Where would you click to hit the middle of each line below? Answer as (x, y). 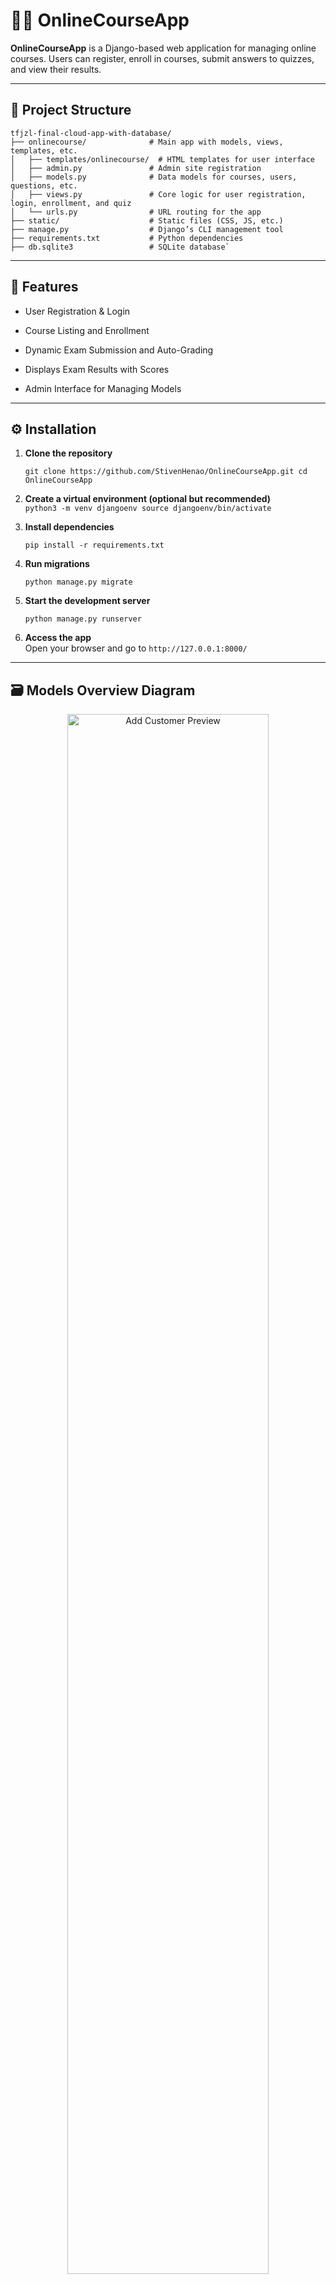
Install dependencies (69, 527)
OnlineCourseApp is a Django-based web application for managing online (163, 48)
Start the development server (87, 601)
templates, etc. (44, 150)
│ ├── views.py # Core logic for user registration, (158, 194)
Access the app (58, 638)
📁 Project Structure (71, 110)
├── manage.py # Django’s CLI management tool (147, 229)
